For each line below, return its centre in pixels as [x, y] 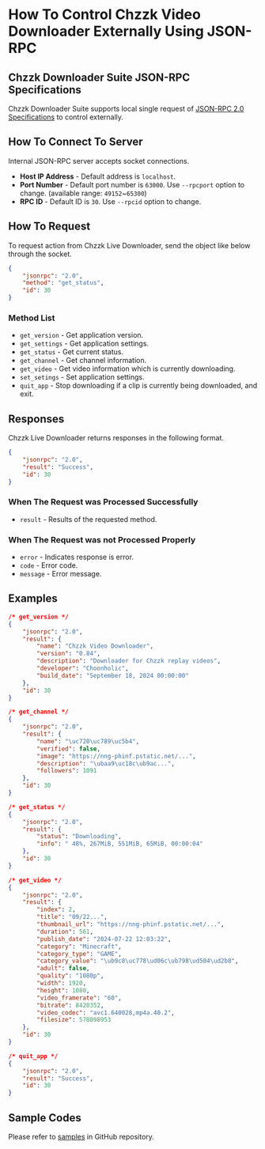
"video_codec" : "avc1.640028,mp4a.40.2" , [106, 1013]
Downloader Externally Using [106, 31]
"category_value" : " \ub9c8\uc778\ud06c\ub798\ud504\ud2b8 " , [138, 961]
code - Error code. [49, 565]
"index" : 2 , [57, 910]
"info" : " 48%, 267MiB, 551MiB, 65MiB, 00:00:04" [120, 844]
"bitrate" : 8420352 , [70, 1005]
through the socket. [40, 254]
